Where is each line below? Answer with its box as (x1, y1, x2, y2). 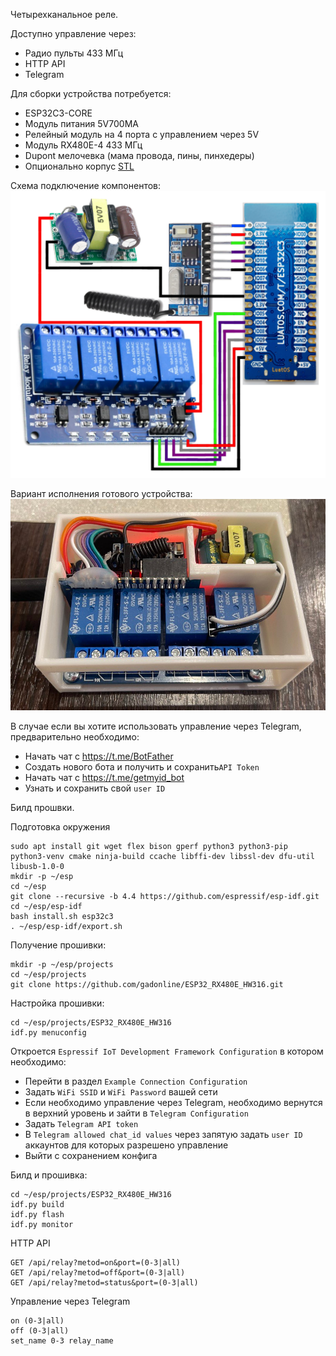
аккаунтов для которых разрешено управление (24, 1139, 229, 1151)
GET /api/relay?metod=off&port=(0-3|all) (10, 1268, 186, 1278)
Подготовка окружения (10, 821, 111, 833)
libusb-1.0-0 (10, 862, 65, 872)
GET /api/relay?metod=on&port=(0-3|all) (10, 1258, 182, 1268)
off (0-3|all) (10, 1326, 70, 1336)
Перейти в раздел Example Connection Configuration (24, 1075, 248, 1088)
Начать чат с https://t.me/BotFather (24, 750, 174, 763)
